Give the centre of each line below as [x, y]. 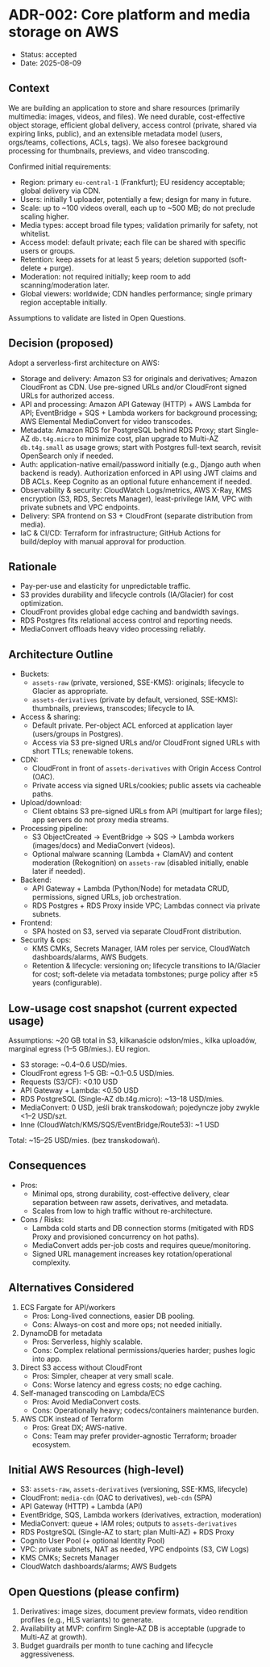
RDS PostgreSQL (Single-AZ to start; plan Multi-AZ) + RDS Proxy [127, 1532]
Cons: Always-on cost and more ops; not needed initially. [127, 1324]
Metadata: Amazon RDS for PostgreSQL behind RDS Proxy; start [127, 430]
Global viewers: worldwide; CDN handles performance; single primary [136, 293]
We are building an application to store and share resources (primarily [124, 107]
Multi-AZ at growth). [54, 1637]
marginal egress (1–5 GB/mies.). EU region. [79, 1049]
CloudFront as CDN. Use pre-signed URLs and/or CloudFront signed [133, 387]
